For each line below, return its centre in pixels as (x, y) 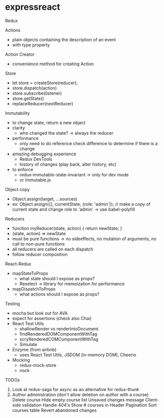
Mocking (21, 360)
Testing (13, 303)
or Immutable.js (35, 180)
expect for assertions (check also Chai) (52, 318)
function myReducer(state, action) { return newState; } (67, 228)
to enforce (23, 169)
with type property (31, 45)
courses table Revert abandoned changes (54, 410)
